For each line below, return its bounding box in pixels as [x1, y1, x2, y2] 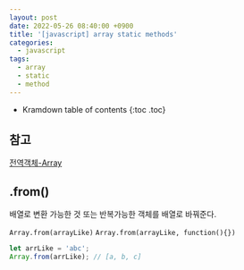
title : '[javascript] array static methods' [9, 30, 178, 38]
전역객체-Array [9, 157, 63, 168]
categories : [9, 38, 54, 47]
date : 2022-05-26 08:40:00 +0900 [9, 21, 134, 30]
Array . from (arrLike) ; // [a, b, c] [9, 252, 142, 262]
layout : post [9, 13, 58, 22]
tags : [9, 55, 29, 63]
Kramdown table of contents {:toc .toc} [21, 104, 166, 114]
